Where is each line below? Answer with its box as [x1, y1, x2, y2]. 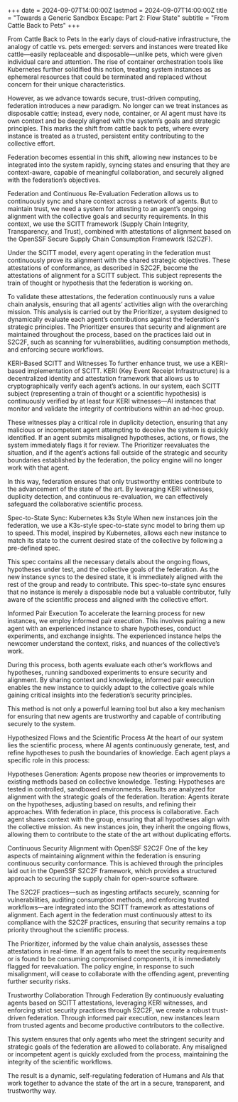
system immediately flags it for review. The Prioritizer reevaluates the [7, 441, 210, 449]
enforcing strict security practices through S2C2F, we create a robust [7, 1006, 211, 1015]
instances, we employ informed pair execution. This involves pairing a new [7, 617, 226, 625]
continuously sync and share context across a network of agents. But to [7, 197, 218, 205]
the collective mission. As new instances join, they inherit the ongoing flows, [7, 823, 231, 831]
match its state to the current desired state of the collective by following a [7, 536, 223, 544]
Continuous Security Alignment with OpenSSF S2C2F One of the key [7, 844, 208, 852]
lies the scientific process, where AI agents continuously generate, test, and [7, 741, 229, 749]
